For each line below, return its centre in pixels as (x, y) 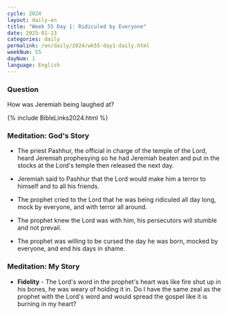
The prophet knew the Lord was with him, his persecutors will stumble (117, 220)
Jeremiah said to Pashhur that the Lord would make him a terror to (111, 179)
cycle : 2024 (24, 13)
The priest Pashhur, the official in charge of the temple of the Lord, (112, 151)
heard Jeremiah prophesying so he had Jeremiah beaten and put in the (118, 158)
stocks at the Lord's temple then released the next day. (95, 165)
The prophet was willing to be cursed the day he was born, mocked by (117, 241)
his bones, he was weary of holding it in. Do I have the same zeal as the (119, 289)
